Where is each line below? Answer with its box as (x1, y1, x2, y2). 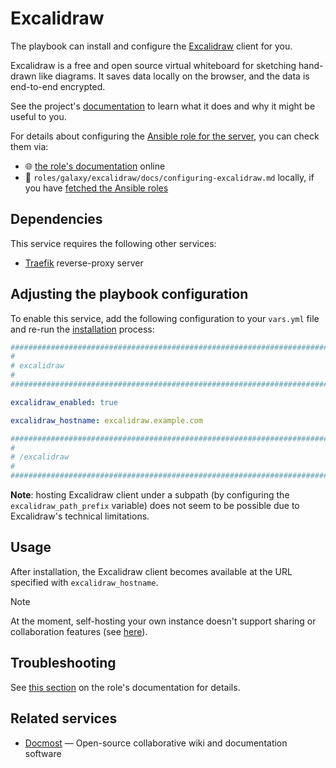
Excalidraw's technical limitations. (10, 510, 150, 522)
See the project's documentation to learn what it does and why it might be (10, 100, 316, 112)
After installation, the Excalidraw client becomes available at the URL (10, 565, 293, 577)
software (24, 747, 62, 759)
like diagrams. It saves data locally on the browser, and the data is (38, 70, 310, 82)
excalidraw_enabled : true (10, 397, 118, 407)
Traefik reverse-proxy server (24, 257, 144, 269)
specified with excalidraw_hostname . (10, 576, 159, 588)
